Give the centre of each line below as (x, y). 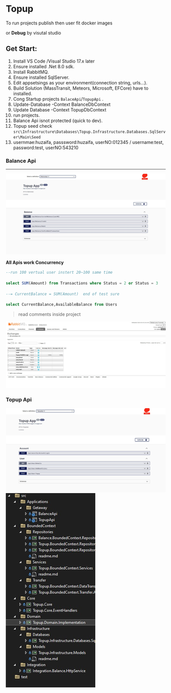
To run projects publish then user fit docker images (59, 23)
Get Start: (22, 49)
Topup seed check (32, 126)
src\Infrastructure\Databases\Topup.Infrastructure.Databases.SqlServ (89, 132)
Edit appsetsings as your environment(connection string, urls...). (80, 82)
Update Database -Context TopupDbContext (60, 109)
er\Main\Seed (27, 137)
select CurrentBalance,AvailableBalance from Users (61, 305)
